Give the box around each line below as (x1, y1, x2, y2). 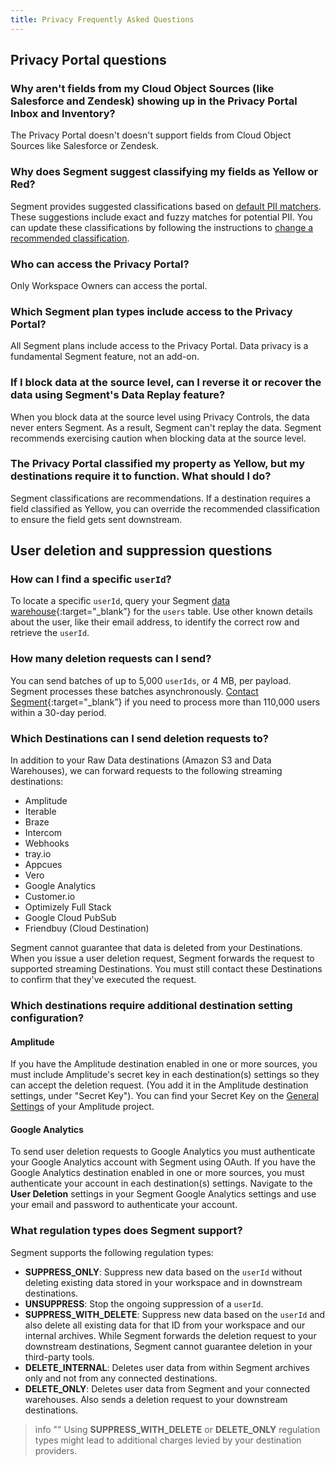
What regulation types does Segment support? (10, 1224, 243, 1238)
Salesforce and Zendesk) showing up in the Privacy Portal (10, 94, 298, 108)
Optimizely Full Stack (24, 901, 112, 913)
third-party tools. (24, 1351, 95, 1363)
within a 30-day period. (10, 706, 107, 718)
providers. (34, 1444, 78, 1456)
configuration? (10, 1011, 85, 1025)
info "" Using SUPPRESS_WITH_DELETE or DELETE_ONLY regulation (34, 1423, 321, 1435)
